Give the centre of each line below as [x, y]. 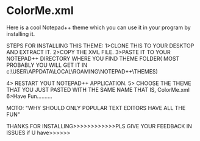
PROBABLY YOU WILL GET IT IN [47, 65]
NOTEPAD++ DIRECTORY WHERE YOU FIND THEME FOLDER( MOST [93, 58]
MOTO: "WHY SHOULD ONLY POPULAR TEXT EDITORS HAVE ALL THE [96, 108]
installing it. [21, 33]
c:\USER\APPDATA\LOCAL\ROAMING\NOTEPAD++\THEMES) [82, 71]
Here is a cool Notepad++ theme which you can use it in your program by [98, 27]
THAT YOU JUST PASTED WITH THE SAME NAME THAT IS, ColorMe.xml [98, 89]
